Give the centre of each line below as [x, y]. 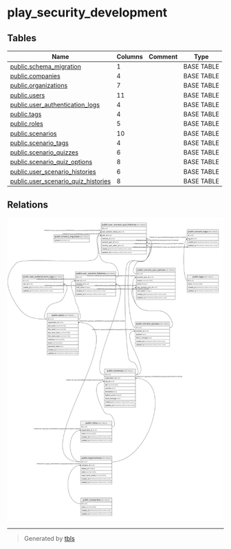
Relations [28, 204]
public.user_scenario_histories [53, 171]
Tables [22, 38]
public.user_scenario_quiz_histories [60, 181]
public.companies [35, 76]
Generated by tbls [49, 539]
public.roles [26, 124]
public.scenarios [33, 133]
